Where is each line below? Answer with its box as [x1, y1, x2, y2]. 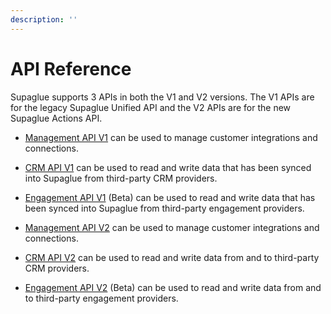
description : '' [10, 14, 78, 25]
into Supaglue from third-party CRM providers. [24, 172, 218, 184]
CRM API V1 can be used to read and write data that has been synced [24, 161, 312, 173]
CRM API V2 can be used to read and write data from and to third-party [24, 251, 320, 263]
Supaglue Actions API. [10, 112, 103, 124]
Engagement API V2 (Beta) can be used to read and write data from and [24, 281, 322, 293]
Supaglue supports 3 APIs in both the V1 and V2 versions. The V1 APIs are [10, 91, 315, 103]
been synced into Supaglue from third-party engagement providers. [24, 202, 305, 214]
